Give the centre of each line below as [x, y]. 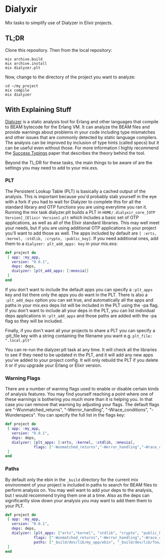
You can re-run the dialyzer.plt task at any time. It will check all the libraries [81, 349]
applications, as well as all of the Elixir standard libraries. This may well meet [82, 222]
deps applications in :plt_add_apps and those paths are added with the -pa [81, 315]
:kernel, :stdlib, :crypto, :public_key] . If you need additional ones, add [82, 238]
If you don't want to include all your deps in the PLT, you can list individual [80, 310]
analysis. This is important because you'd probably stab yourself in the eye [81, 196]
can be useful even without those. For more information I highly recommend [82, 148]
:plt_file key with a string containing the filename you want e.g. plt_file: [79, 336]
